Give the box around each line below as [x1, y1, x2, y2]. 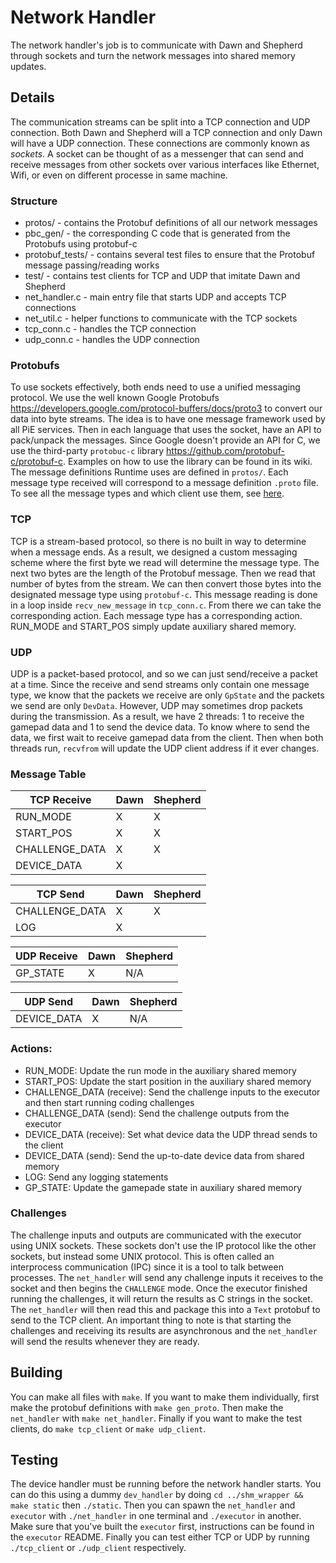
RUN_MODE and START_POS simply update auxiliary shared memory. [10, 620, 297, 632]
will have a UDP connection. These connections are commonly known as [10, 137, 310, 149]
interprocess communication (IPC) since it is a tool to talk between [10, 1261, 284, 1273]
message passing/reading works [24, 259, 160, 271]
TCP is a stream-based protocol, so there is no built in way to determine [10, 535, 307, 547]
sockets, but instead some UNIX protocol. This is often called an [10, 1250, 275, 1262]
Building [10, 1364, 63, 1381]
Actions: [10, 1042, 53, 1056]
